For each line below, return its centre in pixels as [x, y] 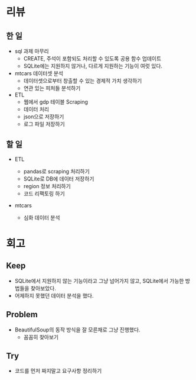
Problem [22, 315]
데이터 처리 [36, 109]
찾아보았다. [43, 288]
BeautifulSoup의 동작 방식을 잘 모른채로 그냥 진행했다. [77, 330]
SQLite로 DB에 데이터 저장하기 [59, 179]
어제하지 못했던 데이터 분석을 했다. [54, 295]
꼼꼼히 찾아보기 [41, 337]
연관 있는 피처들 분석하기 [52, 88]
